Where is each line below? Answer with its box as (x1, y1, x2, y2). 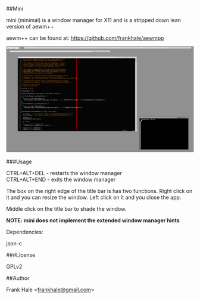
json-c (6, 239, 22, 247)
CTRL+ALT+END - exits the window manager (6, 176, 116, 183)
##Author (6, 274, 30, 282)
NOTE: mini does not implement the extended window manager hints (6, 217, 180, 224)
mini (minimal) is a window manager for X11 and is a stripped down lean (6, 17, 182, 23)
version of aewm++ (6, 23, 54, 30)
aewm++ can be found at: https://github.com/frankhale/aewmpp (6, 35, 165, 41)
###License (6, 251, 36, 258)
